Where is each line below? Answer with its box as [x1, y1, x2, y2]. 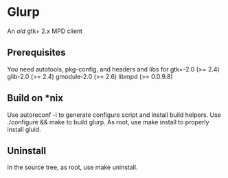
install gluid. [7, 125, 41, 133]
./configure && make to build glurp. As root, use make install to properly [7, 118, 209, 126]
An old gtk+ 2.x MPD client [7, 27, 83, 35]
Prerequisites [7, 47, 66, 58]
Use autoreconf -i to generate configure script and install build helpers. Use [7, 111, 222, 119]
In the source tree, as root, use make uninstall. [7, 163, 138, 172]
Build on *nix [7, 92, 64, 104]
